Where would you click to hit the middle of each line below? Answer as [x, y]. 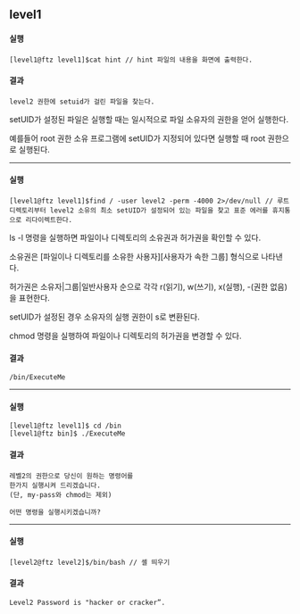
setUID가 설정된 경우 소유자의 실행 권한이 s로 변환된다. [104, 317]
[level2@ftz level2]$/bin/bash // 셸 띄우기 [90, 562]
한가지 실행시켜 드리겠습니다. [55, 485]
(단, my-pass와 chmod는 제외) [61, 494]
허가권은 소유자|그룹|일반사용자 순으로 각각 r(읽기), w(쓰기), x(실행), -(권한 [139, 286]
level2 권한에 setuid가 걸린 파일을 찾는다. [82, 102]
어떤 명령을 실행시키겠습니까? [55, 512]
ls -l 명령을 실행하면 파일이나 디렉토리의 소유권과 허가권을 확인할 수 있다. [135, 237]
